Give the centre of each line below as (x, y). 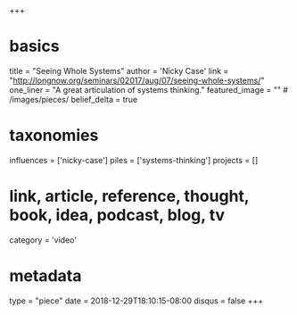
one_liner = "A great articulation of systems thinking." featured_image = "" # (148, 89)
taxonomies (54, 136)
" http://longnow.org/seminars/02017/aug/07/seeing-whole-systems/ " (137, 80)
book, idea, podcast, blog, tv (117, 216)
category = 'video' (43, 240)
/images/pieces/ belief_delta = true (74, 99)
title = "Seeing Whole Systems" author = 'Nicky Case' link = (119, 70)
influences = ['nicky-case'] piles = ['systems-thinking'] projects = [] (134, 160)
